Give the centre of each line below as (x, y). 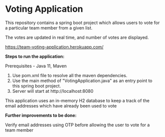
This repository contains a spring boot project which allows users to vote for (82, 23)
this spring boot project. (36, 86)
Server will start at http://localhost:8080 (53, 91)
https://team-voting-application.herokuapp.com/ (54, 47)
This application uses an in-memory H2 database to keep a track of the (77, 100)
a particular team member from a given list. (49, 27)
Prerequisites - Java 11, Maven (36, 66)
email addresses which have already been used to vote (61, 106)
